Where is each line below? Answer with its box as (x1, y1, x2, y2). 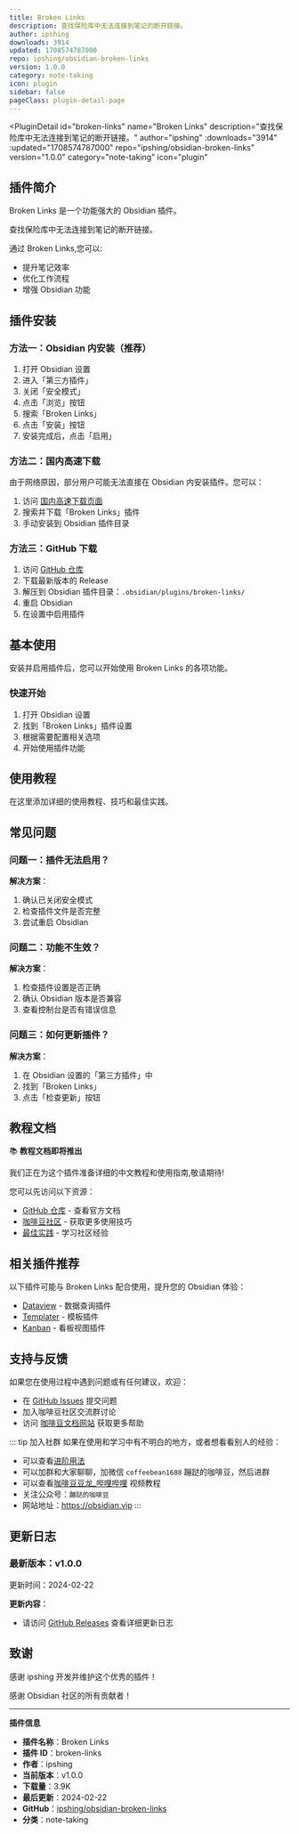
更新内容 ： (9, 1598, 49, 1609)
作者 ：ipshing (21, 1758, 73, 1769)
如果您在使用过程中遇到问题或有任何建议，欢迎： (9, 1376, 189, 1387)
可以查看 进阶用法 (21, 1456, 85, 1466)
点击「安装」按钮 (21, 419, 85, 430)
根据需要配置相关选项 (21, 731, 101, 742)
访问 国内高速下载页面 (21, 496, 103, 507)
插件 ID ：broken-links (21, 1747, 102, 1758)
